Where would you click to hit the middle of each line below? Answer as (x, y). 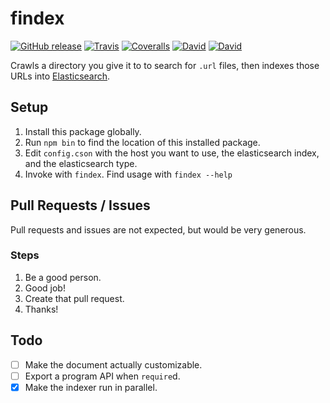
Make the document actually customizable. (113, 364)
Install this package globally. (83, 131)
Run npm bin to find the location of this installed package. (142, 142)
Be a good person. (63, 277)
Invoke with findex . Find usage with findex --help (128, 174)
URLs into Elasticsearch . (60, 76)
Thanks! (41, 309)
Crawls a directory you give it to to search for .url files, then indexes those (165, 65)
